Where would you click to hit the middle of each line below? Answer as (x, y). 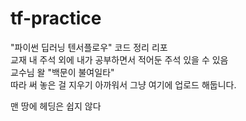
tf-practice (56, 18)
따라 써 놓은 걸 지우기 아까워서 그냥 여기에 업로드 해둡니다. (123, 84)
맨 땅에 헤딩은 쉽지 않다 (56, 106)
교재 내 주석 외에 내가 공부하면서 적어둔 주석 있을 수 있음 (119, 59)
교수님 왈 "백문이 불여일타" (62, 72)
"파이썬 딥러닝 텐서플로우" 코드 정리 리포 (89, 47)
